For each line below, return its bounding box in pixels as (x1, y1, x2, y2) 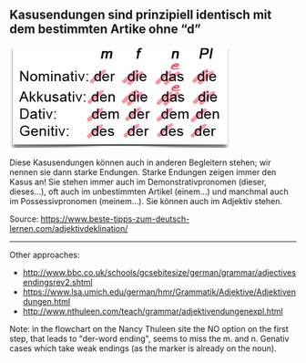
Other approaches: (9, 249, 80, 260)
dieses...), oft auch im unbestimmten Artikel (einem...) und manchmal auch (9, 186, 289, 197)
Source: (9, 213, 39, 224)
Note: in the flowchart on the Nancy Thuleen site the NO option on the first (9, 323, 289, 334)
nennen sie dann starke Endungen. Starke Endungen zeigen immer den (9, 166, 277, 177)
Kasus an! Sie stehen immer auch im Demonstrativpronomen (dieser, (9, 176, 267, 187)
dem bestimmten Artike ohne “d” (9, 22, 201, 37)
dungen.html (22, 296, 71, 306)
